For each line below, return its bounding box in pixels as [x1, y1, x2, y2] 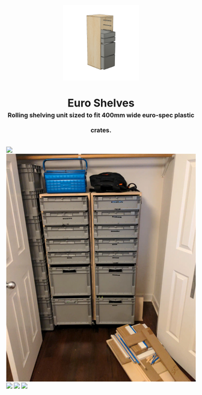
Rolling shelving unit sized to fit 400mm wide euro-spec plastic [7, 111, 195, 119]
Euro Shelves [67, 96, 135, 110]
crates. [90, 126, 112, 134]
